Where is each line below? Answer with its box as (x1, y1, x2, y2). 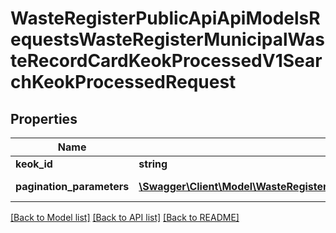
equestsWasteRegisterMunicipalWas (10, 28, 325, 51)
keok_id (15, 157, 53, 171)
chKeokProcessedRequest (10, 71, 237, 94)
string (138, 157, 168, 171)
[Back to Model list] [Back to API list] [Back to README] (10, 212, 240, 223)
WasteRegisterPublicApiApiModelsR (10, 7, 321, 30)
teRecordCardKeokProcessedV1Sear (10, 50, 323, 72)
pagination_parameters (15, 180, 130, 193)
